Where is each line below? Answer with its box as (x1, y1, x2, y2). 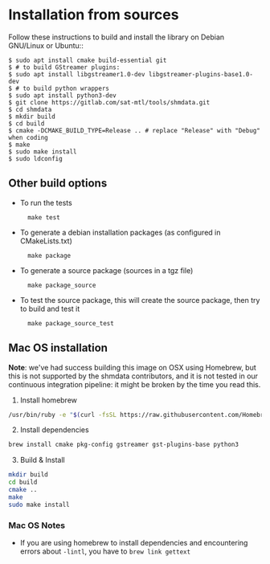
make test (27, 213, 60, 222)
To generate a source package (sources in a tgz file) (19, 265, 194, 275)
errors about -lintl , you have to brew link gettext (19, 546, 191, 556)
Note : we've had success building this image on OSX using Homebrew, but (8, 362, 257, 372)
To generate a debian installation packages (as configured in (19, 227, 221, 237)
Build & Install (19, 456, 66, 465)
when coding (8, 133, 48, 141)
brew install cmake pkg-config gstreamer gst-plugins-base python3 (8, 440, 239, 449)
